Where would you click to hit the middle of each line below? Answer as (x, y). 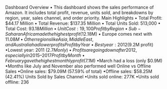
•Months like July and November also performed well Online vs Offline (78, 66)
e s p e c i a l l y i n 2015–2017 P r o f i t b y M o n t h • (45, 55)
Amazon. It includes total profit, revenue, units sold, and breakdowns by (79, 13)
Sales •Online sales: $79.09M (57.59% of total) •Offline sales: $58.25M (79, 71)
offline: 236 (17, 82)
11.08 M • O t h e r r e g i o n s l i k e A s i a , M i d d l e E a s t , (49, 39)
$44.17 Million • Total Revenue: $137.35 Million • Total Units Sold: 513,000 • (83, 23)
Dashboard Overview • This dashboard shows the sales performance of (79, 7)
